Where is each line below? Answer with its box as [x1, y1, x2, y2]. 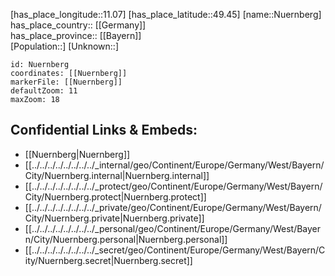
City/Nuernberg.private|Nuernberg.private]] [24, 212, 205, 224]
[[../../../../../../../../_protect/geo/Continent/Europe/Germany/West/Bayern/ [24, 180, 323, 192]
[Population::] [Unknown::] [10, 40, 120, 52]
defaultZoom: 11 [10, 86, 78, 96]
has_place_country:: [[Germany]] [10, 19, 147, 31]
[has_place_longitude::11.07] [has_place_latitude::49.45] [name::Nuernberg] [10, 9, 322, 20]
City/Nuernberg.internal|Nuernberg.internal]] [24, 169, 210, 181]
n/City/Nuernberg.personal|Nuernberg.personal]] [24, 233, 228, 245]
